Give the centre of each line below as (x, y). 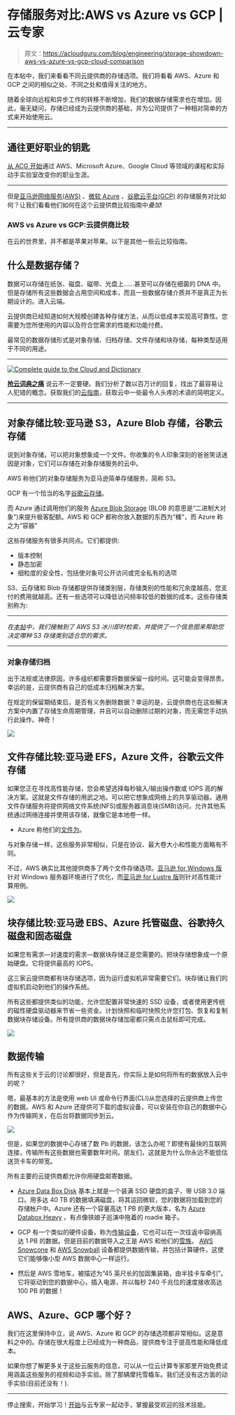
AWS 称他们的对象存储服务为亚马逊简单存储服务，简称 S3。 (93, 478)
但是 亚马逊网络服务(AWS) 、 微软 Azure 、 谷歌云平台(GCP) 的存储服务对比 (114, 196)
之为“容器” (22, 525)
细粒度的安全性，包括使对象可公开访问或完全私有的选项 (97, 573)
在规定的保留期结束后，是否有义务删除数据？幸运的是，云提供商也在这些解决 (117, 702)
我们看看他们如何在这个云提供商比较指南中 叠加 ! (94, 205)
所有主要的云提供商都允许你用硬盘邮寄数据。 (72, 1176)
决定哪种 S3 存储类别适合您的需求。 (59, 635)
